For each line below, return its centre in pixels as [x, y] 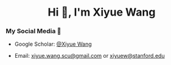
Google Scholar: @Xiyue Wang [53, 44]
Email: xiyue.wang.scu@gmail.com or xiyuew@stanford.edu [89, 56]
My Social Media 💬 [33, 31]
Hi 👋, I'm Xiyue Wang [102, 12]
